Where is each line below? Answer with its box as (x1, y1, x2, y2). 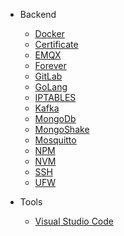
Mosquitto (34, 134, 77, 146)
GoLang (34, 81, 68, 93)
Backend (19, 9, 57, 20)
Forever (34, 60, 67, 71)
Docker (34, 28, 65, 39)
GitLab (34, 70, 63, 82)
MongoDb (34, 113, 77, 124)
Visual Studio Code (34, 215, 114, 227)
